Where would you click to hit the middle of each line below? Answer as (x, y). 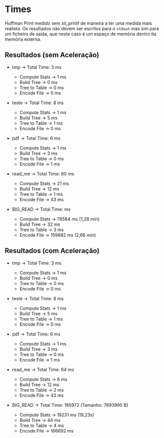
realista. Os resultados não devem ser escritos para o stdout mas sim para (82, 28)
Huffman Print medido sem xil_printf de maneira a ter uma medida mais (78, 23)
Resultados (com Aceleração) (52, 251)
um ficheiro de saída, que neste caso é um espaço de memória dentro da (80, 34)
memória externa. (23, 39)
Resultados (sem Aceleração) (52, 55)
